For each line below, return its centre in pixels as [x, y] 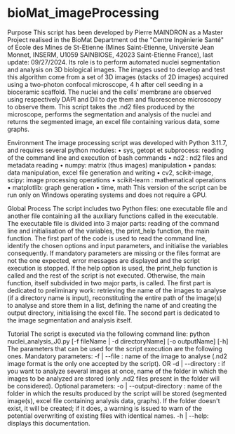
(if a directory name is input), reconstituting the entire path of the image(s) [115, 298]
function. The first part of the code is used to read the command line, [107, 238]
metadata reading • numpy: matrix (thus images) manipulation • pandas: [112, 165]
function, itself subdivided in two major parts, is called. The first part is [109, 283]
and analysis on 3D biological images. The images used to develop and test [116, 69]
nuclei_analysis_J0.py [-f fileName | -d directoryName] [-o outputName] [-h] [118, 341]
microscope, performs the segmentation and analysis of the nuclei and [109, 114]
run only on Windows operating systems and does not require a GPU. [107, 195]
